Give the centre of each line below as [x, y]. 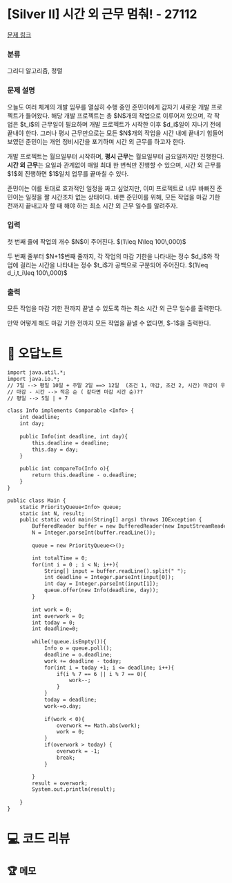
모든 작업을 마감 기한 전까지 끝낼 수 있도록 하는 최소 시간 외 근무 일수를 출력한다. [115, 308]
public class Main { [37, 500]
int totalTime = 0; [60, 558]
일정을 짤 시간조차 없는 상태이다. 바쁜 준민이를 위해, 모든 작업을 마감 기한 [123, 197]
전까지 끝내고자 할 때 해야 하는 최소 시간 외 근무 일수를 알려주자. [93, 206]
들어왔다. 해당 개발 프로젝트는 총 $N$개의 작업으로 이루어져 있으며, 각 [119, 116]
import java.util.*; [37, 373]
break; [66, 758]
